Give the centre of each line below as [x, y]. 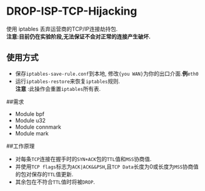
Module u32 [30, 120]
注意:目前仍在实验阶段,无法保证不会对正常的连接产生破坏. [79, 36]
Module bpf [30, 114]
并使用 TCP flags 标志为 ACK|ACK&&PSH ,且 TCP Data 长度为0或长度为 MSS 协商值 [107, 167]
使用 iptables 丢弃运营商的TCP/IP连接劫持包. [62, 29]
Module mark [32, 133]
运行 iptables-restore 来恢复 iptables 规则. [67, 81]
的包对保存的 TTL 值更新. [44, 174]
